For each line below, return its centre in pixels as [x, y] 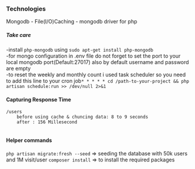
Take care [19, 35]
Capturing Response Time [39, 99]
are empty [19, 69]
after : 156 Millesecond [47, 122]
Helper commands [29, 140]
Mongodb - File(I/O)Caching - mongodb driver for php [72, 22]
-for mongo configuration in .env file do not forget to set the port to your [93, 56]
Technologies [26, 9]
